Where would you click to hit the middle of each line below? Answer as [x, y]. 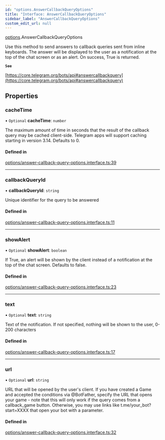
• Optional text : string [28, 315]
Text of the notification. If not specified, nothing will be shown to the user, [80, 325]
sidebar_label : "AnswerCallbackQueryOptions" [52, 19]
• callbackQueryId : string [32, 191]
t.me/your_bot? [136, 405]
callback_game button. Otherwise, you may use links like [62, 405]
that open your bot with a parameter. [67, 410]
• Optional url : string [27, 380]
